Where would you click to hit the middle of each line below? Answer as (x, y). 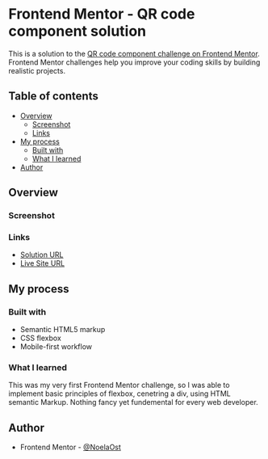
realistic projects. (37, 70)
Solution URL (42, 255)
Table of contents (53, 97)
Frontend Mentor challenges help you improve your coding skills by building (134, 62)
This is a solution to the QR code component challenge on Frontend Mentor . (134, 53)
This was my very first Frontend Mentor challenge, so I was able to (119, 385)
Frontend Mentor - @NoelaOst (70, 447)
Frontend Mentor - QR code (102, 14)
